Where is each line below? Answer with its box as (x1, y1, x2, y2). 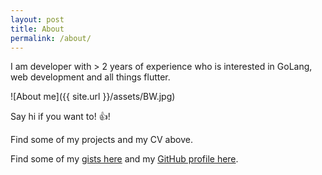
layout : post (10, 14, 65, 25)
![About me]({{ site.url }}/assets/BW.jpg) (10, 91, 176, 103)
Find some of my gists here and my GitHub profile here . (10, 153, 239, 165)
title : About (10, 24, 65, 34)
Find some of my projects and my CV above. (10, 134, 193, 146)
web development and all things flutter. (10, 71, 171, 83)
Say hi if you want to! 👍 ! (10, 111, 111, 123)
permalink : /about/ (10, 33, 92, 43)
